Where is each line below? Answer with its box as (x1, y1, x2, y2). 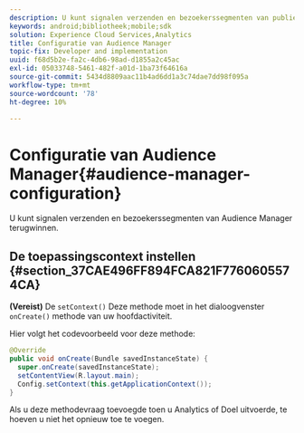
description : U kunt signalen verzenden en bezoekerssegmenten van (9, 13, 270, 23)
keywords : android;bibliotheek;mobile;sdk (9, 22, 172, 31)
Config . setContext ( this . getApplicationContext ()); (17, 380, 213, 389)
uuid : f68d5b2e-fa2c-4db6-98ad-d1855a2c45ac (9, 55, 180, 64)
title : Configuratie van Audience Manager (9, 38, 172, 48)
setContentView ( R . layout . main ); (17, 370, 140, 380)
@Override (9, 346, 47, 355)
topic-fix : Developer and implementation (9, 47, 168, 56)
